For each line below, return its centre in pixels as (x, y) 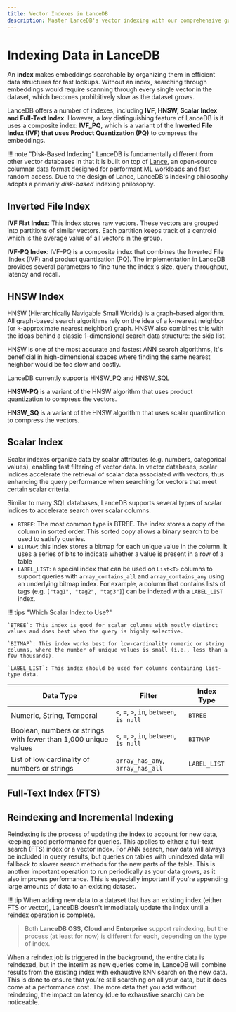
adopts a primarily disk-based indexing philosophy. (81, 184)
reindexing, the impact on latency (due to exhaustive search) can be (106, 995)
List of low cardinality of (50, 759)
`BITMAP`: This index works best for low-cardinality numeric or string (116, 644)
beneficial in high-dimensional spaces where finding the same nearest (109, 357)
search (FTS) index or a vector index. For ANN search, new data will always (117, 849)
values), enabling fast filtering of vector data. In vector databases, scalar (112, 467)
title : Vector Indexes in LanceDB (58, 14)
